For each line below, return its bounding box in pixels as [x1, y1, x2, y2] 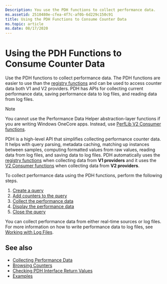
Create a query [12, 188, 44, 194]
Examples [12, 273, 33, 279]
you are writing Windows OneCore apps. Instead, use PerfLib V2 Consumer [5, 121, 161, 127]
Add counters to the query [12, 193, 67, 199]
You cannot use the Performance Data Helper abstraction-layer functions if [5, 116, 160, 122]
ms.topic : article [5, 21, 44, 27]
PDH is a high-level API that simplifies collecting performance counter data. [5, 136, 161, 142]
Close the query [12, 209, 46, 215]
